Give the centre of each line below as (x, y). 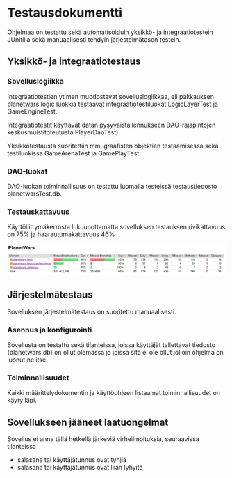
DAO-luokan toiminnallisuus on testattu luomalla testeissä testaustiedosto (112, 186)
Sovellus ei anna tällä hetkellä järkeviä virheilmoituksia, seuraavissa (103, 439)
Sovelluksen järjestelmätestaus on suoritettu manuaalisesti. (92, 311)
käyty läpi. (22, 400)
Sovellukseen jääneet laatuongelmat (88, 422)
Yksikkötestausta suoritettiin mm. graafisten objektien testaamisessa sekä (113, 146)
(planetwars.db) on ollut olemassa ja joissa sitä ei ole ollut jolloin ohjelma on (115, 353)
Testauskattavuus (38, 212)
